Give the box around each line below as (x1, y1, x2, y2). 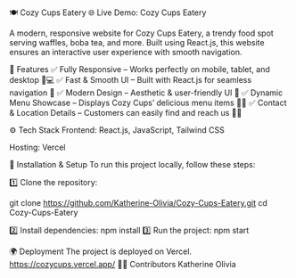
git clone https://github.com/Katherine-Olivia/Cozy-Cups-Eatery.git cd (9, 198, 267, 208)
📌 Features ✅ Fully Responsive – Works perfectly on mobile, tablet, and (9, 64, 270, 74)
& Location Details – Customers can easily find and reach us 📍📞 (9, 108, 243, 118)
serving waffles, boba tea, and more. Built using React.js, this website (9, 37, 265, 47)
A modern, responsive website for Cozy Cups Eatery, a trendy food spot (9, 28, 274, 38)
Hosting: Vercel (9, 142, 66, 152)
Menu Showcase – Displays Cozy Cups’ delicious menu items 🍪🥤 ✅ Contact (9, 97, 287, 108)
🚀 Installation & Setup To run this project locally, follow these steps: (9, 159, 256, 169)
